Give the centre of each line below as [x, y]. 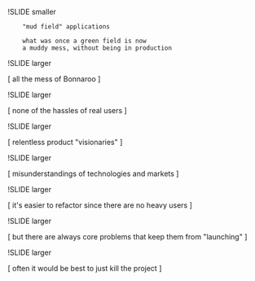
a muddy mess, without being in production [97, 48]
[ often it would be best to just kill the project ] [85, 268]
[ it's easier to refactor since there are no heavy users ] [100, 205]
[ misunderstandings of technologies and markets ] [93, 173]
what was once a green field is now [85, 41]
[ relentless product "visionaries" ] [65, 142]
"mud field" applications [66, 27]
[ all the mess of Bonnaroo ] [54, 79]
